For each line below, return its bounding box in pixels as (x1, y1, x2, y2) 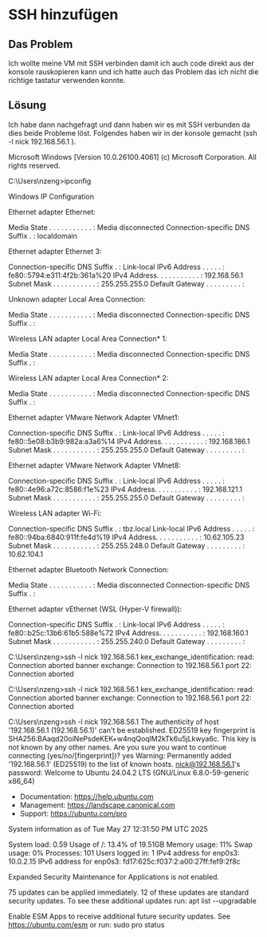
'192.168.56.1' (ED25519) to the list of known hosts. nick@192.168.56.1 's (8, 759, 241, 769)
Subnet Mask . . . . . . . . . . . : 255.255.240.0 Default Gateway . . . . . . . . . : (8, 636, 245, 646)
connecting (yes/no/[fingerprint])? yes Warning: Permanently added (8, 750, 232, 760)
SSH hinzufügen (8, 6, 119, 24)
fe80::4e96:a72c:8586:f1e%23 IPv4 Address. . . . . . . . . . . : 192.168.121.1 (8, 484, 243, 494)
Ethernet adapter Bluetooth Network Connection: (8, 564, 169, 574)
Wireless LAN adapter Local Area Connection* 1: (8, 334, 167, 343)
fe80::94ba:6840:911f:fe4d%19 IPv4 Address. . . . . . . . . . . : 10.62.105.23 (8, 532, 245, 542)
